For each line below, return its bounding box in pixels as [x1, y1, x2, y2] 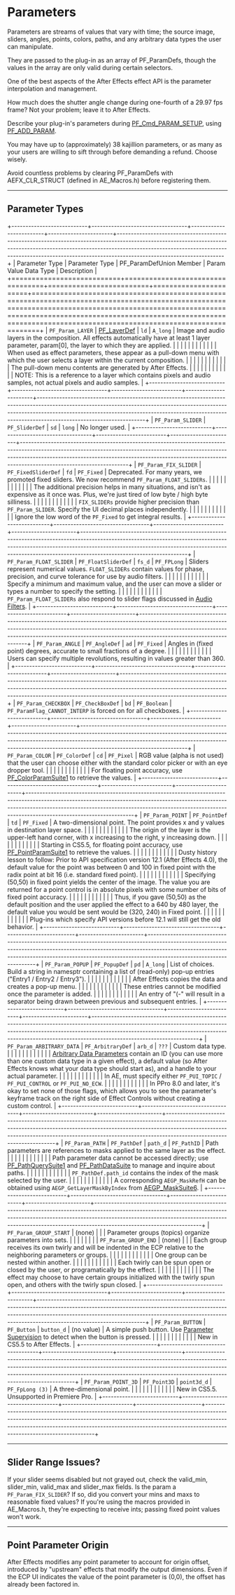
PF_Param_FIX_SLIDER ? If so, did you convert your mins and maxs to [7, 1490, 200, 1498]
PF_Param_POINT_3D [84, 1378, 138, 1386]
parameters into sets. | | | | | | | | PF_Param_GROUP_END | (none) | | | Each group [7, 1236, 227, 1244]
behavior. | [7, 922, 38, 930]
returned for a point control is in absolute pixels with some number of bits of [7, 885, 227, 893]
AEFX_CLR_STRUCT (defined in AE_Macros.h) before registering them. [7, 176, 211, 185]
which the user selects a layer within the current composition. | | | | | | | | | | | [7, 356, 226, 364]
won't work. [7, 1512, 42, 1521]
